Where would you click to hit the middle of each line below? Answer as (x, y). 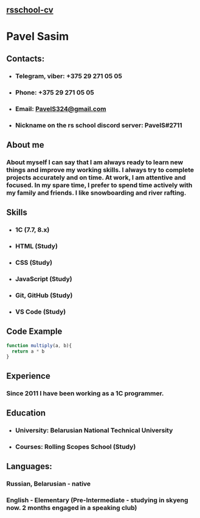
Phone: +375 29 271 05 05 (54, 92)
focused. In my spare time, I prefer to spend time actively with (99, 185)
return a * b (28, 351)
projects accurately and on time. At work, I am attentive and (96, 178)
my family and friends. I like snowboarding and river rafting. (96, 193)
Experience (28, 376)
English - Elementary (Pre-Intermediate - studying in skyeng (97, 500)
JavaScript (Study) (43, 279)
